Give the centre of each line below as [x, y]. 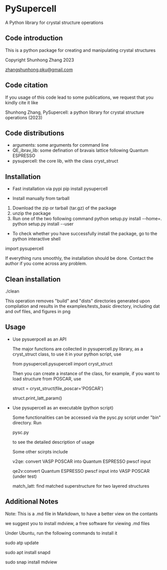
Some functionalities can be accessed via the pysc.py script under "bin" [86, 417]
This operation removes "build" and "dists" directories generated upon [78, 301]
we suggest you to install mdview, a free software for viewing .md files [78, 523]
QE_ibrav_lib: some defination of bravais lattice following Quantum [80, 151]
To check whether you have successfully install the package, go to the [85, 234]
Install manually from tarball [41, 198]
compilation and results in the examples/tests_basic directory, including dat [83, 306]
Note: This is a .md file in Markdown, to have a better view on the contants [82, 514]
